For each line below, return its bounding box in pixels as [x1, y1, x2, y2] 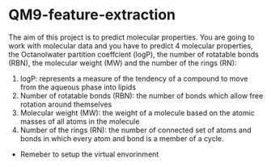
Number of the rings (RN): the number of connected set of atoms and [19, 125, 252, 135]
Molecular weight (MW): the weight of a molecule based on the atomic [19, 107, 255, 118]
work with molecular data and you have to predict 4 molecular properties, [8, 40, 253, 50]
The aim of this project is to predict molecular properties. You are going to [8, 32, 255, 42]
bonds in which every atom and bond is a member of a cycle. [19, 133, 224, 143]
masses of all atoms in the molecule [19, 116, 140, 126]
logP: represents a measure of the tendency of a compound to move [19, 73, 248, 83]
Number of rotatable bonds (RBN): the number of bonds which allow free [19, 90, 264, 100]
